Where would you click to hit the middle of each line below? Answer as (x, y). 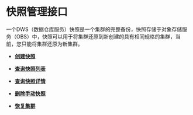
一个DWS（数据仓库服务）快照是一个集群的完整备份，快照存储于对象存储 (94, 29)
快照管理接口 (37, 12)
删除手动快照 (30, 93)
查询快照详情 (30, 81)
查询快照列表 (30, 68)
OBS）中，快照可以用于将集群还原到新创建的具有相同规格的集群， (96, 36)
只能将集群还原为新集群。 (52, 44)
